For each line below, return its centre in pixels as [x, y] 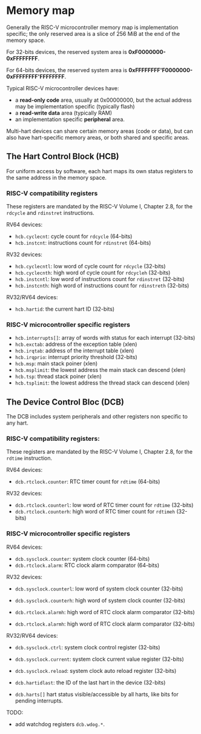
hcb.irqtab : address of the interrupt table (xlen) [74, 351]
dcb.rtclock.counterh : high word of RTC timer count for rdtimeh [95, 512]
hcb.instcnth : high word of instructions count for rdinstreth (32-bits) [102, 286]
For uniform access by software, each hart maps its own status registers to [100, 171]
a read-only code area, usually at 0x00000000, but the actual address [103, 100]
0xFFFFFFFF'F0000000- [160, 70]
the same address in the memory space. [57, 177]
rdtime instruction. [29, 458]
